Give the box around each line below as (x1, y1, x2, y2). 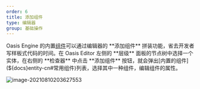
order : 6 (6, 8, 28, 15)
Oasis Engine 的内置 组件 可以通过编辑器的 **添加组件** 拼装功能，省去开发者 (6, 42, 195, 49)
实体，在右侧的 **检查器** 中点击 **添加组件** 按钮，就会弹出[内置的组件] (6, 57, 189, 64)
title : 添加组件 (6, 14, 43, 20)
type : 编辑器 (6, 20, 36, 26)
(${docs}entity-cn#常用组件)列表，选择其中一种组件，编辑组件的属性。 (6, 65, 181, 72)
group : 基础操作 (6, 25, 43, 31)
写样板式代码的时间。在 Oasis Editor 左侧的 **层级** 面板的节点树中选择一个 (6, 50, 193, 57)
